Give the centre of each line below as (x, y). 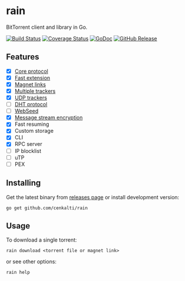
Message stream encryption (49, 118)
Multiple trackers (35, 91)
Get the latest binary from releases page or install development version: (93, 197)
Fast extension (32, 78)
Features (23, 57)
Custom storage (34, 131)
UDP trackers (31, 98)
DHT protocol (31, 105)
